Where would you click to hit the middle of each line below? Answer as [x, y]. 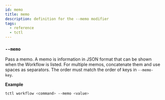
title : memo [17, 14]
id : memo [14, 10]
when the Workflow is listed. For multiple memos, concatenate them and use [83, 65]
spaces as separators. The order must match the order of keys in [71, 70]
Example [14, 85]
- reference [22, 28]
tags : [11, 23]
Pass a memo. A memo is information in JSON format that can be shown [78, 59]
